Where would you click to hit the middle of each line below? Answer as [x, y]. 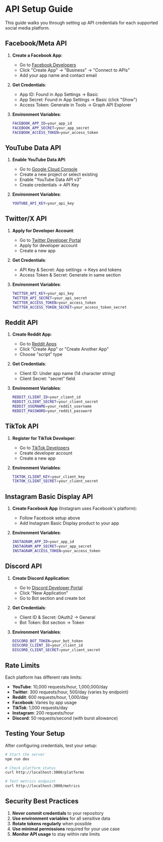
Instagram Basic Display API [49, 496]
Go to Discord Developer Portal [51, 588]
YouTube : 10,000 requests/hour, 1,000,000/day [60, 686]
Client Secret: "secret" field [47, 379]
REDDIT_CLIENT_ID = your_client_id [46, 397]
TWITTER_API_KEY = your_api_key [43, 293]
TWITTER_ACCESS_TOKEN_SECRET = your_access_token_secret [69, 307]
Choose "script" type [41, 354]
